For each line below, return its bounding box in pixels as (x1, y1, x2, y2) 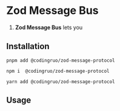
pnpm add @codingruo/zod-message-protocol (6, 57, 115, 64)
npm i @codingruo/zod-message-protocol (6, 68, 110, 74)
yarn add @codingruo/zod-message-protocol (6, 78, 115, 85)
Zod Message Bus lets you (15, 24, 83, 31)
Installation (6, 41, 50, 52)
